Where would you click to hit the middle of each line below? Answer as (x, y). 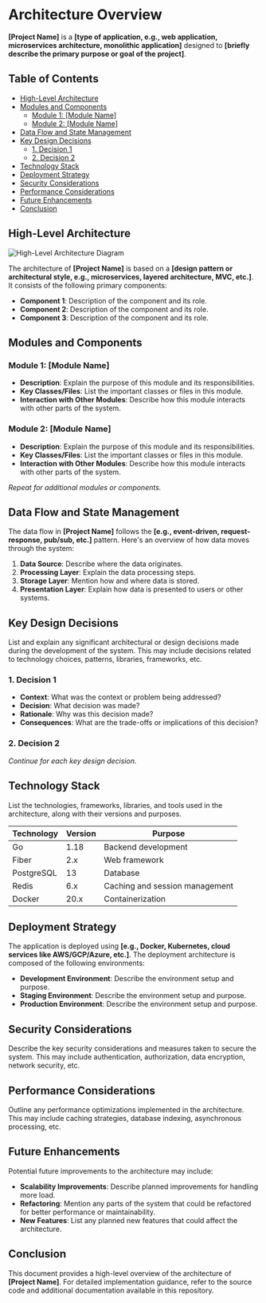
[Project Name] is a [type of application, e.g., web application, (113, 37)
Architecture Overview (85, 15)
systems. (35, 598)
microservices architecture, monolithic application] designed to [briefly (129, 45)
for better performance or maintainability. (87, 1212)
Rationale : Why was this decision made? (86, 714)
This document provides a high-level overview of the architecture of (120, 1273)
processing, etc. (35, 1127)
